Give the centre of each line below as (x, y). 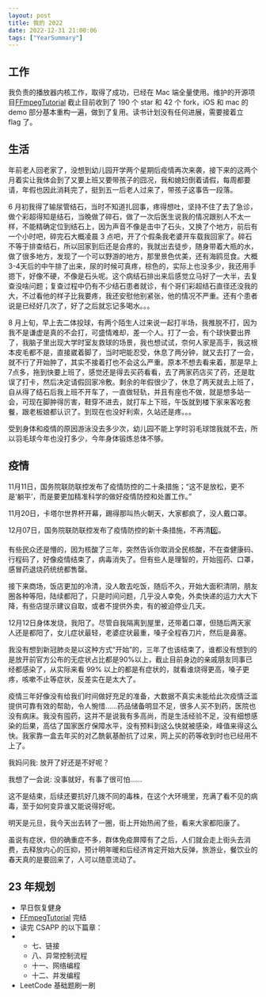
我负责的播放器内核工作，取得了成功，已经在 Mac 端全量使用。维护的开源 (128, 93)
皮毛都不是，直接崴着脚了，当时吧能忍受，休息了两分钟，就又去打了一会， (136, 352)
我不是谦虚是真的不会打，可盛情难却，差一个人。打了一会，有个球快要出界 (129, 332)
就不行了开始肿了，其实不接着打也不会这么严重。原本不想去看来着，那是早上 (133, 362)
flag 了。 (23, 122)
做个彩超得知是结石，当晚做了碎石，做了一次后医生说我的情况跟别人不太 (126, 216)
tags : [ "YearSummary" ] (46, 38)
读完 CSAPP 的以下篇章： (61, 927)
